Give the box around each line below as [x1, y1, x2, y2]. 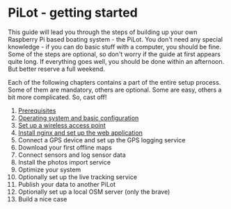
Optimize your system [17, 165, 81, 174]
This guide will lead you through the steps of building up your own [8, 28, 198, 36]
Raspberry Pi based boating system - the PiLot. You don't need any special [8, 35, 223, 43]
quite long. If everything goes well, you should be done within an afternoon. [8, 57, 225, 65]
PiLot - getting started [8, 5, 138, 21]
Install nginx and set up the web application [17, 128, 143, 137]
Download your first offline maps [17, 143, 112, 151]
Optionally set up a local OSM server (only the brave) [17, 187, 170, 196]
